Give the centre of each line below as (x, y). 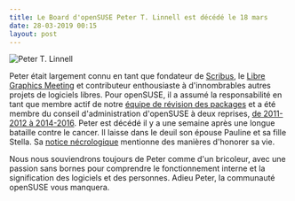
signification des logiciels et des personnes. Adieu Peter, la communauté (142, 178)
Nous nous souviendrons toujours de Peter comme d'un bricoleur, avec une (147, 159)
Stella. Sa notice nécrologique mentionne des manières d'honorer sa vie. (142, 142)
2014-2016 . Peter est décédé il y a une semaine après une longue (155, 123)
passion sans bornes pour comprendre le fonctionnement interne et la (137, 168)
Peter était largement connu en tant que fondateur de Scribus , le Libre (137, 76)
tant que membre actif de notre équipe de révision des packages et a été (143, 104)
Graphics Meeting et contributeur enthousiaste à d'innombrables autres (140, 86)
